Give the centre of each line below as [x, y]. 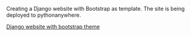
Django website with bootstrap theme [53, 27]
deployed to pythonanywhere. [44, 15]
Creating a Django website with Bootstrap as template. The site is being [95, 9]
